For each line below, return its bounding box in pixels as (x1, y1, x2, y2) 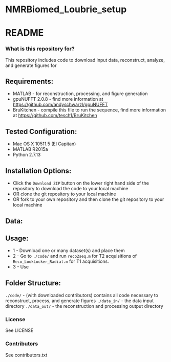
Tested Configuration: (5, 127, 77, 136)
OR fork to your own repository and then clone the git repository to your (12, 196, 164, 202)
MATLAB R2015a (12, 146, 48, 152)
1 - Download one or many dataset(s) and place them (12, 247, 125, 254)
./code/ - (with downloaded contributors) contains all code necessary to (5, 292, 159, 299)
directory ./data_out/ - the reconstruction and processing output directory (5, 303, 164, 309)
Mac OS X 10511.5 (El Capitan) (12, 141, 76, 147)
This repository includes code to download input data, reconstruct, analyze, (5, 57, 165, 63)
